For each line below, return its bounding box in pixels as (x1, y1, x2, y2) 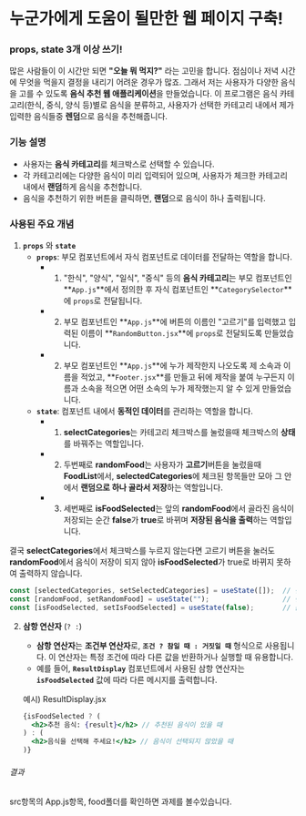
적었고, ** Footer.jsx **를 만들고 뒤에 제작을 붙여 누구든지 (80, 372, 286, 382)
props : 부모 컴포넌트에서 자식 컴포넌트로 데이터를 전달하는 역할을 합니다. (36, 251, 293, 262)
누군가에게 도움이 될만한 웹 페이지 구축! (9, 8, 284, 29)
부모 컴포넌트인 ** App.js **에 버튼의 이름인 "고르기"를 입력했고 (63, 316, 287, 328)
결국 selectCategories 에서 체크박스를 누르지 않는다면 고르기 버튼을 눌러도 (9, 546, 276, 556)
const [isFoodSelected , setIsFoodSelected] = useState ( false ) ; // (9, 603, 291, 612)
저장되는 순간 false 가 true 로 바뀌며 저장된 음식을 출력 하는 (63, 515, 269, 525)
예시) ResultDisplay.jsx (22, 693, 107, 704)
